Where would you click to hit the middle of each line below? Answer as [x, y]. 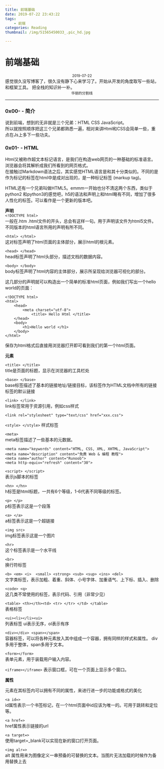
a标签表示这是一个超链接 [30, 521]
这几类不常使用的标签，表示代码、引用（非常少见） [56, 594]
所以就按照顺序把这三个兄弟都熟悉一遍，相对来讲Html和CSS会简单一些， [78, 129]
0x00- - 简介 [20, 111]
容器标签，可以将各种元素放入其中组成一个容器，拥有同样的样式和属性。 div [81, 638]
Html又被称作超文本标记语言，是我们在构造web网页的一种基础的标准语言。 [80, 159]
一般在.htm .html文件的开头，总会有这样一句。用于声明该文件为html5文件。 [81, 221]
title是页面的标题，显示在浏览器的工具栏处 [47, 370]
